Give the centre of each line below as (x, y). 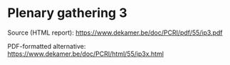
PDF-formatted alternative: (47, 46)
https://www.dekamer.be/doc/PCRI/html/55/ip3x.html (85, 54)
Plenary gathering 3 (67, 13)
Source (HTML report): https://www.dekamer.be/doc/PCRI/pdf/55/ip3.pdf (115, 32)
